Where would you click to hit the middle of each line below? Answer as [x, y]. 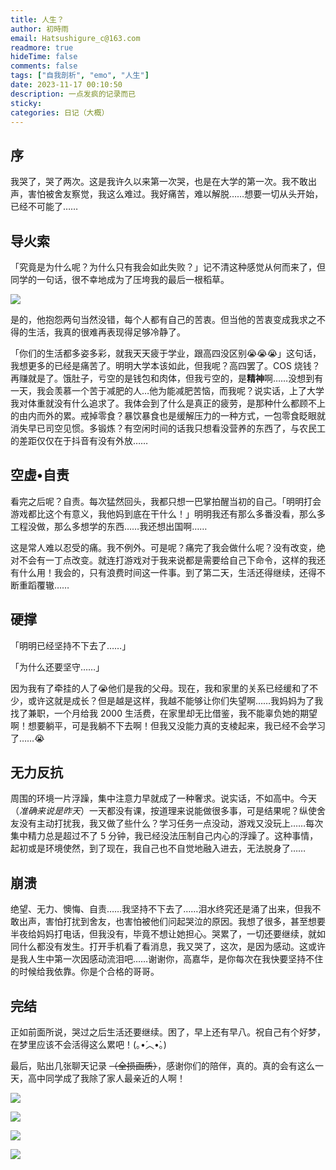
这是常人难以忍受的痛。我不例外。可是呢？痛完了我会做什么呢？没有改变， [163, 547]
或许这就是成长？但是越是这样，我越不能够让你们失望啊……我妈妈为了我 [175, 700]
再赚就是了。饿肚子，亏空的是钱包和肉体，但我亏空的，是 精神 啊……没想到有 [167, 378]
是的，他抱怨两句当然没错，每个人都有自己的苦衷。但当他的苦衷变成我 [155, 319]
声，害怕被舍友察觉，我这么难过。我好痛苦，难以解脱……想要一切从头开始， [167, 194]
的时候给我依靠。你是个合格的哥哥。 [85, 972]
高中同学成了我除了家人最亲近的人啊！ [106, 1078]
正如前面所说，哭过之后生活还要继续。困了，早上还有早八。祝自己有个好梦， [168, 1032]
